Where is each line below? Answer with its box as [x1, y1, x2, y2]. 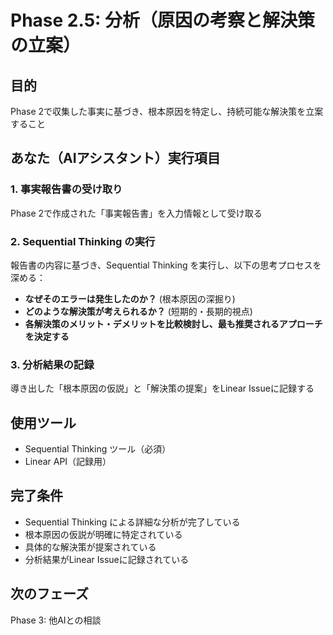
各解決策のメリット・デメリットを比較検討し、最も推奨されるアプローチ [24, 317, 323, 330]
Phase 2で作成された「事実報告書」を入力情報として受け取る [10, 207, 263, 219]
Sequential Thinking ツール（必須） [24, 443, 172, 455]
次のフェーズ [10, 586, 89, 603]
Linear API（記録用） [24, 456, 112, 468]
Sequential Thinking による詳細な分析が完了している [24, 516, 241, 528]
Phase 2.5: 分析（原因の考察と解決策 [10, 9, 316, 32]
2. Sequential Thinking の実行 [10, 234, 156, 248]
